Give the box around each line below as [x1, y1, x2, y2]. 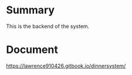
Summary [6, 3, 55, 17]
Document [6, 43, 59, 56]
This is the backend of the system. [6, 23, 90, 30]
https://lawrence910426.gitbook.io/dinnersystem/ [6, 62, 126, 69]
